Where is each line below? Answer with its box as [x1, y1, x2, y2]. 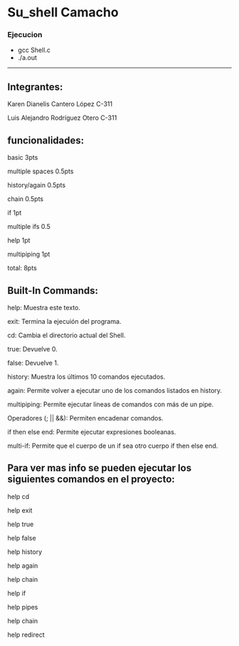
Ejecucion [7, 30, 43, 40]
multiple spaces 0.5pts [7, 167, 74, 175]
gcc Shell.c [17, 46, 51, 54]
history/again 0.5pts [7, 181, 66, 190]
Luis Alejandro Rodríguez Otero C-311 [7, 113, 117, 122]
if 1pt [7, 208, 22, 217]
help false [7, 533, 37, 542]
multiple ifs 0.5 [7, 222, 51, 231]
